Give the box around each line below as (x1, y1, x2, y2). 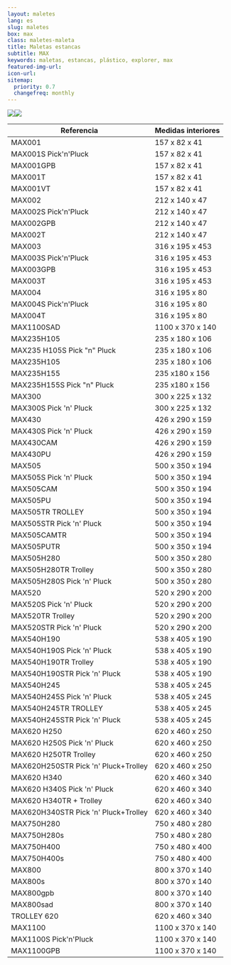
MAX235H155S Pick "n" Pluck (11, 380, 114, 390)
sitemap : (7, 76, 33, 84)
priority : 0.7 (14, 83, 55, 90)
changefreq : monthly (14, 90, 75, 97)
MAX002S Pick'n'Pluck (11, 207, 89, 217)
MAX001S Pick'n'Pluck (11, 149, 89, 159)
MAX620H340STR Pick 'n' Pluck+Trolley (11, 807, 148, 817)
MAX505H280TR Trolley (11, 565, 94, 575)
